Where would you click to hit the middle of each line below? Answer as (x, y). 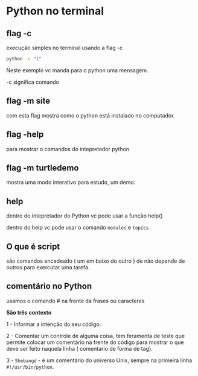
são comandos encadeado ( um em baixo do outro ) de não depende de (96, 261)
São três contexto (29, 312)
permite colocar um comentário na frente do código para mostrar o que (95, 342)
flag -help (25, 135)
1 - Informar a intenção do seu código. (54, 324)
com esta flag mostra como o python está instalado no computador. (91, 115)
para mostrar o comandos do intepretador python (68, 149)
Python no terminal (55, 11)
